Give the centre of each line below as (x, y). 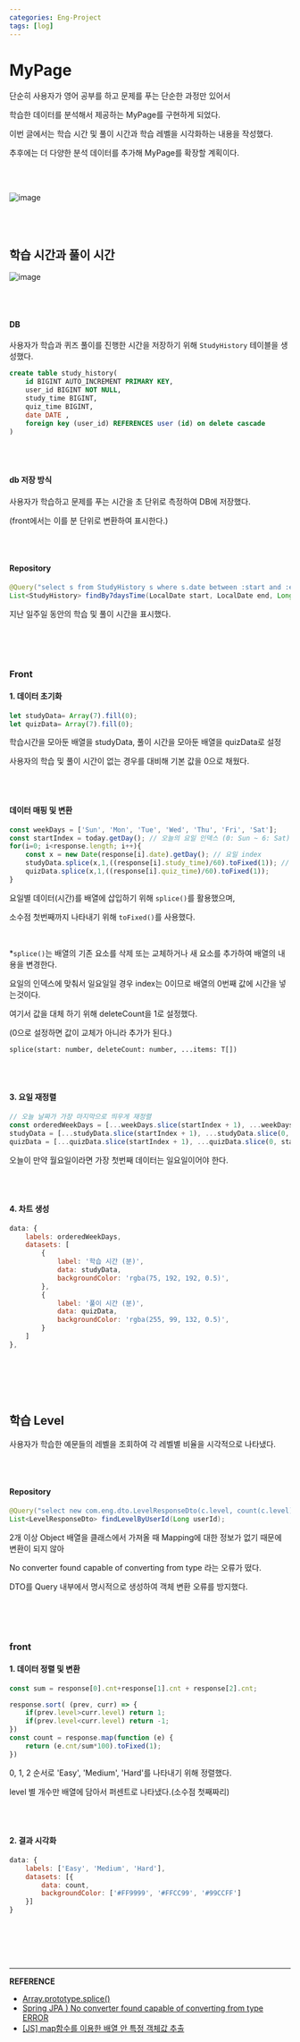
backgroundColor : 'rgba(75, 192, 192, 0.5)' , (143, 1278)
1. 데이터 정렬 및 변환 (45, 1669)
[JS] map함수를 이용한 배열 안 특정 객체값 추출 (103, 2029)
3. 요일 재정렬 (33, 1097)
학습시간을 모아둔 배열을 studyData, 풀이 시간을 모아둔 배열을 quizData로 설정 (146, 742)
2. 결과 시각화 (33, 1841)
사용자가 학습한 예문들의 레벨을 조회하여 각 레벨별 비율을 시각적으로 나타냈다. (143, 1444)
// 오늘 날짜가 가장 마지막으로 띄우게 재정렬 (80, 1117)
